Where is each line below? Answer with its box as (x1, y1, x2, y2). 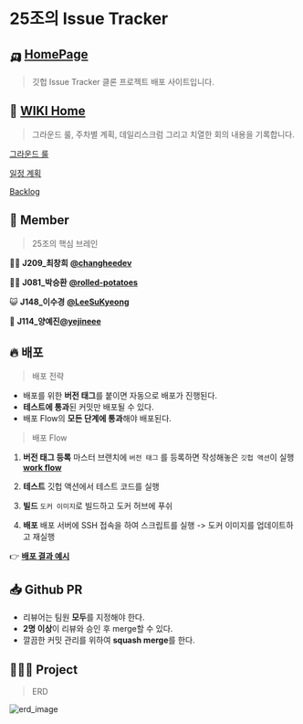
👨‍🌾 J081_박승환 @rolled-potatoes (9, 276, 139, 288)
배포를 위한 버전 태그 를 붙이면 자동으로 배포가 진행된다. (22, 390, 217, 401)
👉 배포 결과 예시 (9, 550, 70, 562)
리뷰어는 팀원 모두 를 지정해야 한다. (22, 612, 145, 623)
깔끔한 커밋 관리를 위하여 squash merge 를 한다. (22, 634, 195, 645)
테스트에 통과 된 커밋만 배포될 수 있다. (22, 401, 154, 412)
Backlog (9, 186, 41, 197)
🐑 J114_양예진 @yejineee (9, 315, 102, 326)
